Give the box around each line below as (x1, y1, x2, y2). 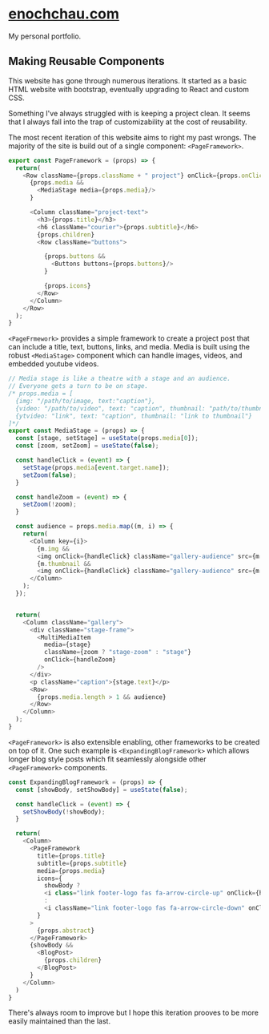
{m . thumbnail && (37, 559, 91, 567)
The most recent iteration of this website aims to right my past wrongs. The (8, 132, 256, 142)
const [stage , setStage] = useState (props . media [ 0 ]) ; (15, 434, 199, 442)
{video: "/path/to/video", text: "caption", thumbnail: (15, 404, 206, 413)
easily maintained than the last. (8, 1016, 110, 1026)
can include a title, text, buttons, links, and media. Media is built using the (8, 342, 251, 352)
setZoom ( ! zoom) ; (22, 500, 78, 509)
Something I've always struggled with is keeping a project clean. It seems (8, 108, 251, 118)
